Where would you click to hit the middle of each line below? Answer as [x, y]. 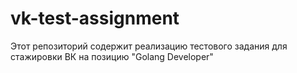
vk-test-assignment [95, 18]
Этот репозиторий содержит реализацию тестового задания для [149, 46]
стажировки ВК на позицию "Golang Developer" [112, 56]
